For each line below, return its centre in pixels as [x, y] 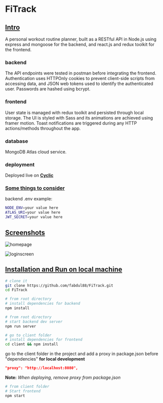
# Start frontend [23, 391]
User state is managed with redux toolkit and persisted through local [74, 113]
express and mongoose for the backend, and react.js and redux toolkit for [80, 44]
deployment [20, 164]
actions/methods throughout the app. [43, 128]
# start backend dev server [34, 322]
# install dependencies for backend [43, 304]
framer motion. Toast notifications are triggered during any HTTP [71, 123]
